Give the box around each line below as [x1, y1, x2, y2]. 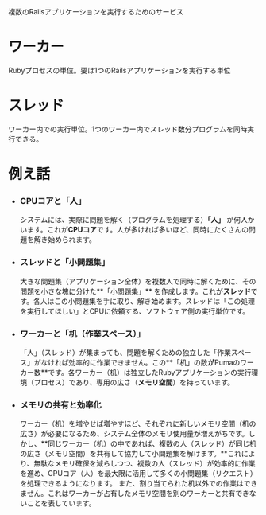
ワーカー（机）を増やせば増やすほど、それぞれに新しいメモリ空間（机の [19, 419, 256, 428]
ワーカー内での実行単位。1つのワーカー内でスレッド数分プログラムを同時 [8, 124, 248, 134]
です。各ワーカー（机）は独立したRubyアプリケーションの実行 [47, 367, 252, 376]
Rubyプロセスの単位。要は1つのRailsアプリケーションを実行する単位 [8, 65, 231, 75]
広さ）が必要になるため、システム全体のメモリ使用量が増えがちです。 [19, 429, 249, 439]
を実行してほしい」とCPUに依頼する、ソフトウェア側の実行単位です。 [19, 306, 250, 316]
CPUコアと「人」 [19, 195, 87, 206]
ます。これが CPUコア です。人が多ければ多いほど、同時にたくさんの [26, 225, 249, 235]
